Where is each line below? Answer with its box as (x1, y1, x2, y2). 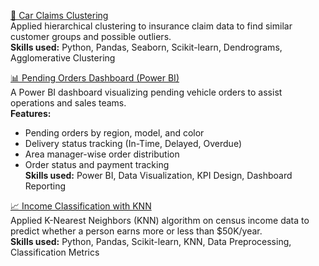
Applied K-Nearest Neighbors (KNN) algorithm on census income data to (10, 215, 310, 226)
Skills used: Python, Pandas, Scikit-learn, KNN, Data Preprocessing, (10, 236, 292, 247)
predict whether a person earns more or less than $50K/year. (10, 225, 263, 237)
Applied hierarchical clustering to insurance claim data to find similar (10, 20, 293, 32)
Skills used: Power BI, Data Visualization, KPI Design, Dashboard (24, 170, 293, 181)
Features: (10, 108, 52, 119)
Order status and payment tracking (24, 159, 170, 170)
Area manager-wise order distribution (24, 148, 180, 160)
